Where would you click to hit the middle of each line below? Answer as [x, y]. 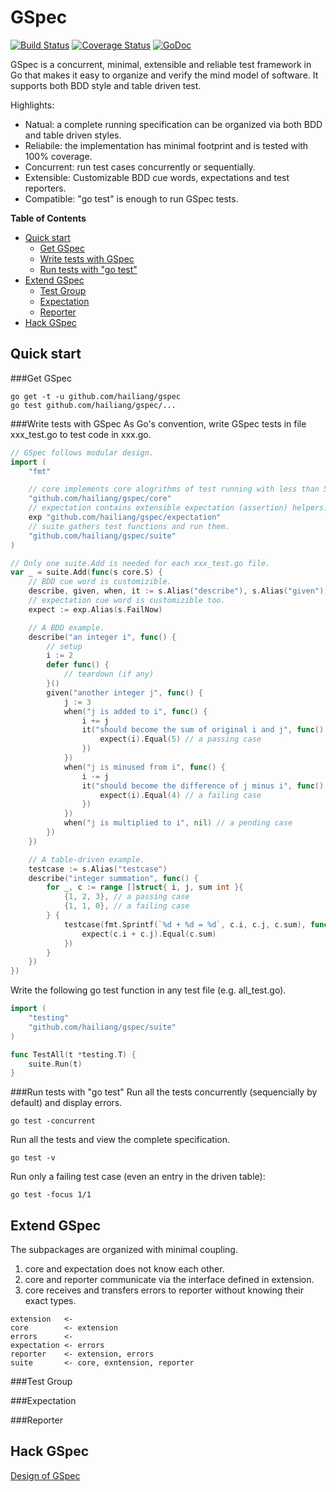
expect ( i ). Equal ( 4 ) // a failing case [180, 795]
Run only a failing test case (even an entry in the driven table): [138, 1177]
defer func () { [78, 665]
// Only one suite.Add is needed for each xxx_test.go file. [140, 563]
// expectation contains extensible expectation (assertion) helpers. [178, 508]
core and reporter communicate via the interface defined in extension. [169, 1280]
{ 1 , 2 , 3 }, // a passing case [126, 897]
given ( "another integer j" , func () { [124, 692]
